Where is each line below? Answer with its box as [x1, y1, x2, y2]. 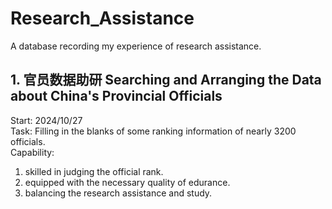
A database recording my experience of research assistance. [10, 40, 262, 52]
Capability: [10, 146, 55, 158]
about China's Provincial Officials [10, 88, 223, 105]
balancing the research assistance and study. [24, 187, 213, 199]
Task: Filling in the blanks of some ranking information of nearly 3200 [10, 125, 297, 137]
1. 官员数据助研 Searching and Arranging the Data [10, 72, 322, 89]
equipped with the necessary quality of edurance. [24, 176, 231, 188]
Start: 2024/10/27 [10, 114, 83, 126]
